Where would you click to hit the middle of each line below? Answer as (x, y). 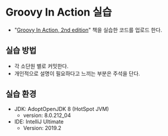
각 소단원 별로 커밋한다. (41, 66)
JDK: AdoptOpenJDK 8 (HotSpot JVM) (62, 109)
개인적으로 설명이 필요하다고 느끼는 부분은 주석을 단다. (77, 73)
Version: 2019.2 (42, 128)
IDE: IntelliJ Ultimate (39, 121)
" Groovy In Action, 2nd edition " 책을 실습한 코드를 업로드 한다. (88, 30)
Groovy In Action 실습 (59, 12)
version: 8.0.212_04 (47, 115)
